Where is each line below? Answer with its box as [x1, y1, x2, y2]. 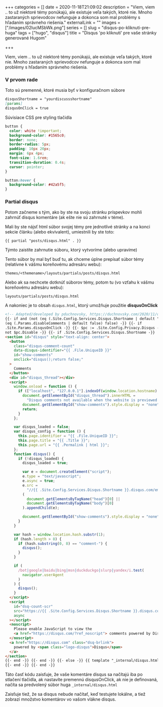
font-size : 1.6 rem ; [9, 155, 49, 161]
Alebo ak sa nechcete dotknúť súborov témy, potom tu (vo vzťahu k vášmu [5, 279, 154, 286]
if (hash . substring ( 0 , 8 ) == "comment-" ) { [17, 541, 108, 546]
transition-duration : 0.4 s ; [9, 160, 66, 165]
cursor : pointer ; [9, 165, 45, 169]
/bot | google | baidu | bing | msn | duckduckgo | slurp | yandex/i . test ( [17, 568, 145, 572]
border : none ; [9, 137, 38, 142]
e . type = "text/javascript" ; [22, 474, 81, 479]
